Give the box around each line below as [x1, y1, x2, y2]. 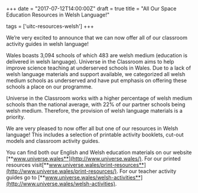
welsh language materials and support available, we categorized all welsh [6, 71, 186, 77]
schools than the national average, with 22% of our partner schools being [6, 101, 186, 108]
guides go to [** [6, 174, 46, 181]
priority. [6, 113, 25, 120]
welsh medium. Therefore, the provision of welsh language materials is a [6, 107, 183, 114]
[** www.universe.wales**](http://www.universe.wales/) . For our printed [6, 155, 181, 162]
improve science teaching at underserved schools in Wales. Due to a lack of [6, 64, 191, 71]
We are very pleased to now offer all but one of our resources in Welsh [6, 125, 178, 132]
